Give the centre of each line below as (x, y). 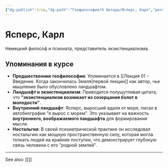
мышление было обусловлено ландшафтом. (59, 87)
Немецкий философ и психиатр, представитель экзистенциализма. (77, 48)
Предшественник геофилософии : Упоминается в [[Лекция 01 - (80, 76)
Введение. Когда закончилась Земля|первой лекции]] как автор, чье (86, 81)
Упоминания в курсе (39, 64)
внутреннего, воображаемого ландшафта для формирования (80, 118)
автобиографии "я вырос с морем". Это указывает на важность (80, 113)
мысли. (20, 124)
